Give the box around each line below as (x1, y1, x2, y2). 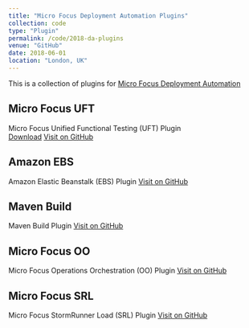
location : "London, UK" (8, 57, 88, 65)
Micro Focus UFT (8, 102, 95, 116)
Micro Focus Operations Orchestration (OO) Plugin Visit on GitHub (8, 266, 227, 276)
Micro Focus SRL (8, 289, 94, 302)
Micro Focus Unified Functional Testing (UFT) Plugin (8, 123, 182, 133)
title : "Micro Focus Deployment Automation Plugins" (8, 11, 189, 20)
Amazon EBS (8, 155, 74, 169)
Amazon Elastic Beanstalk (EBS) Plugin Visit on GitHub (8, 176, 189, 186)
